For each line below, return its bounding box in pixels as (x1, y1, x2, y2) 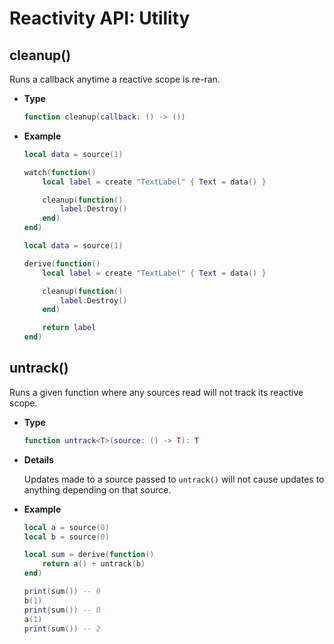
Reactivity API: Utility (9, 7, 191, 30)
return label (42, 323, 97, 333)
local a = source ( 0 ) (23, 522, 110, 532)
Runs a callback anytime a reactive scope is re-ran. (9, 73, 221, 85)
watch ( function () (23, 167, 97, 177)
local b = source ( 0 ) (23, 532, 110, 542)
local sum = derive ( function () (23, 550, 155, 560)
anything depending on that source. (23, 483, 172, 496)
